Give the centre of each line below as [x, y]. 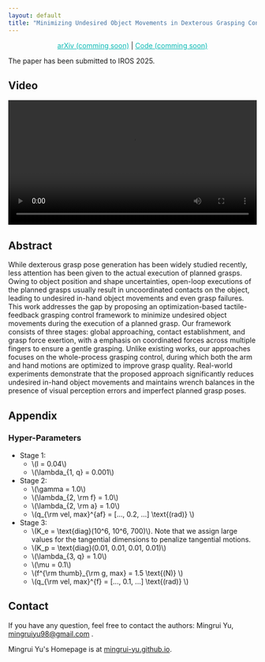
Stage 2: [33, 480]
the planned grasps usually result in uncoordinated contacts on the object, [129, 290]
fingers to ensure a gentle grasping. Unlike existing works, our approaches [129, 349]
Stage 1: [32, 455]
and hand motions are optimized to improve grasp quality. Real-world [120, 365]
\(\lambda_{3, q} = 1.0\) [69, 556]
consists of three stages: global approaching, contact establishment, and [127, 332]
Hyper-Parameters [45, 438]
